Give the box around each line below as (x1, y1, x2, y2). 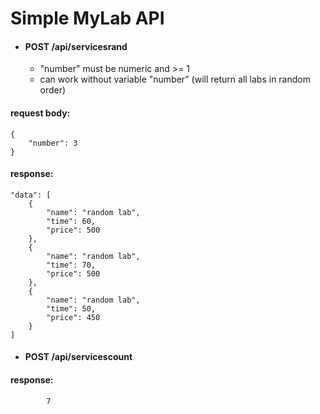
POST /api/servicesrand (24, 40, 128, 52)
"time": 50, (46, 303, 97, 314)
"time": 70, (46, 260, 97, 270)
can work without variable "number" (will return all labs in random (39, 73, 311, 86)
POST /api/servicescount (24, 351, 133, 363)
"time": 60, (46, 216, 97, 226)
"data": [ (10, 190, 52, 200)
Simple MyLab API (10, 7, 165, 30)
